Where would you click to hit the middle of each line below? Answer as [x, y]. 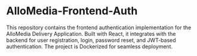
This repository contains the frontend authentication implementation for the [99, 27]
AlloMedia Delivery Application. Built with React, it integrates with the [91, 33]
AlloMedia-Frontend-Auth [72, 11]
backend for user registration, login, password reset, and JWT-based [91, 40]
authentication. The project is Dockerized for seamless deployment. [90, 46]
